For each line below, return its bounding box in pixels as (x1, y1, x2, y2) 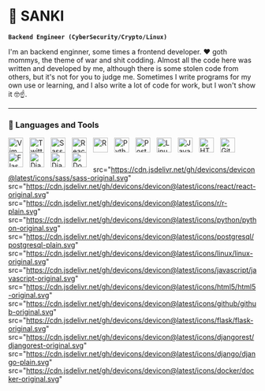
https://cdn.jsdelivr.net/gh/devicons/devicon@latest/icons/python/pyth (26, 215, 257, 225)
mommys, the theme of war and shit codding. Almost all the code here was (8, 55, 252, 65)
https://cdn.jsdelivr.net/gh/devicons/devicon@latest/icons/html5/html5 (26, 282, 256, 292)
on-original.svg (8, 224, 58, 233)
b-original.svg (8, 307, 54, 317)
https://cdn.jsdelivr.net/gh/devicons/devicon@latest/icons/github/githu (26, 299, 257, 308)
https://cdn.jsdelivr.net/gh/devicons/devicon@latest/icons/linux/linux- (26, 248, 254, 259)
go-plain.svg (8, 358, 50, 367)
